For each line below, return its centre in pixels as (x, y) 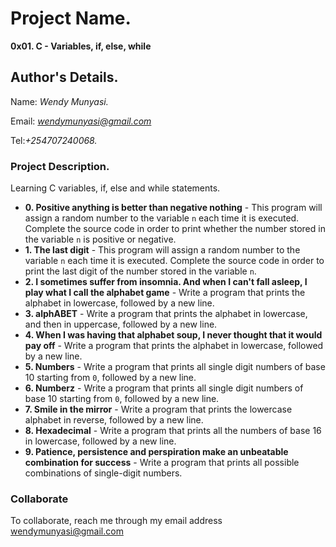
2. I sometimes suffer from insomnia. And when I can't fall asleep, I (166, 282)
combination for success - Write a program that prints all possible (162, 463)
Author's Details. (64, 77)
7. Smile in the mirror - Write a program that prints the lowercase (158, 409)
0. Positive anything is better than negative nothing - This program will (173, 208)
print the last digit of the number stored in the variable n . (140, 271)
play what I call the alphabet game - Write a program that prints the (165, 293)
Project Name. (71, 18)
